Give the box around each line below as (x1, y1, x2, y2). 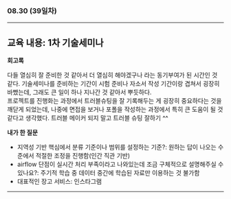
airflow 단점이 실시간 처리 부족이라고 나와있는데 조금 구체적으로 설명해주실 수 (16, 160, 224, 169)
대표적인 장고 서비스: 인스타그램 (16, 177, 102, 186)
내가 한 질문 (7, 128, 38, 137)
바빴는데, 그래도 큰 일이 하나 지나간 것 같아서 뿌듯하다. (7, 88, 152, 97)
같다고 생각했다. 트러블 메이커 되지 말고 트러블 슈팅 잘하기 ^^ (7, 114, 168, 122)
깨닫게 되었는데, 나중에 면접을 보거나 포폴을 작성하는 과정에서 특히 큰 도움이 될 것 (7, 105, 223, 114)
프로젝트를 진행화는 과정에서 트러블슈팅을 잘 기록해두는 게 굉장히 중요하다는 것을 (7, 97, 222, 105)
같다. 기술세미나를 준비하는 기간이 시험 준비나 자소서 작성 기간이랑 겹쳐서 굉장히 (7, 80, 220, 88)
